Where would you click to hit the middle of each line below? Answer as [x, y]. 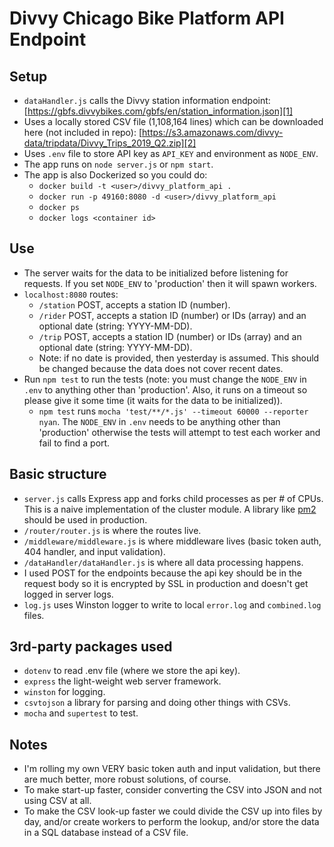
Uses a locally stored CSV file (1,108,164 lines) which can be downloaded [173, 121]
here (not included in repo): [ [83, 132]
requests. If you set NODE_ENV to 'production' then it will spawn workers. [170, 283]
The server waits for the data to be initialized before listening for [156, 273]
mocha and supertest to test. [81, 713]
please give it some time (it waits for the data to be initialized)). [153, 400]
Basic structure [58, 474]
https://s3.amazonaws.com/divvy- [213, 132]
